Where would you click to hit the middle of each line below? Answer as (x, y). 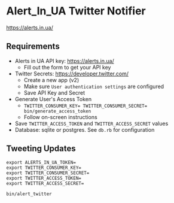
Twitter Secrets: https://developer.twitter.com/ (71, 74)
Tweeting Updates (41, 149)
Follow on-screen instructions (60, 117)
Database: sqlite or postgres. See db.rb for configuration (85, 129)
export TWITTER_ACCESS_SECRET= (45, 183)
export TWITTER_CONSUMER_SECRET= (48, 173)
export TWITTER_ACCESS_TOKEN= (44, 178)
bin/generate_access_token (57, 111)
